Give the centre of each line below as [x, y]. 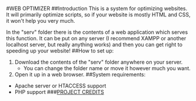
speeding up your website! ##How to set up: [60, 51]
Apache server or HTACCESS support [60, 86]
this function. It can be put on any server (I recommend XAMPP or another [96, 38]
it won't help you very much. [41, 21]
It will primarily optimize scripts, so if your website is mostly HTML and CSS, [98, 15]
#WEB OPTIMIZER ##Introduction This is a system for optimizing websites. [97, 8]
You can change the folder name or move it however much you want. [107, 68]
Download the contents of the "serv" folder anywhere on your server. [99, 62]
